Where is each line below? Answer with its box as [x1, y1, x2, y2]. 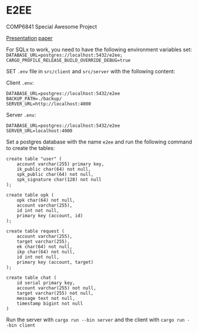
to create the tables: [6, 144, 55, 151]
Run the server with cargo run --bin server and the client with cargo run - [6, 316, 190, 323]
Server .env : [6, 111, 37, 118]
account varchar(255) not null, [17, 285, 96, 291]
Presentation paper [6, 34, 53, 41]
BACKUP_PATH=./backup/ [6, 96, 62, 102]
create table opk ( [6, 192, 54, 198]
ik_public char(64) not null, [17, 166, 92, 172]
